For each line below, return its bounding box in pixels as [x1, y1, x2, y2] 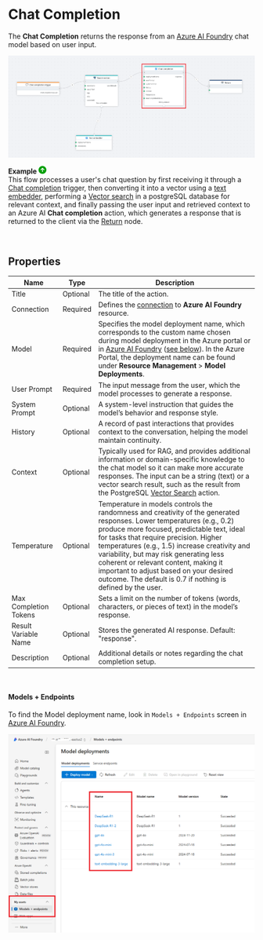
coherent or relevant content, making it [98, 558, 223, 567]
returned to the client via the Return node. [8, 217, 143, 226]
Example [8, 166, 38, 176]
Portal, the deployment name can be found [98, 353, 236, 362]
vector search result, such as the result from [98, 480, 241, 489]
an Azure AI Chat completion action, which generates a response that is [8, 208, 241, 218]
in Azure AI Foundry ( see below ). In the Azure [98, 344, 245, 354]
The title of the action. [98, 289, 169, 298]
